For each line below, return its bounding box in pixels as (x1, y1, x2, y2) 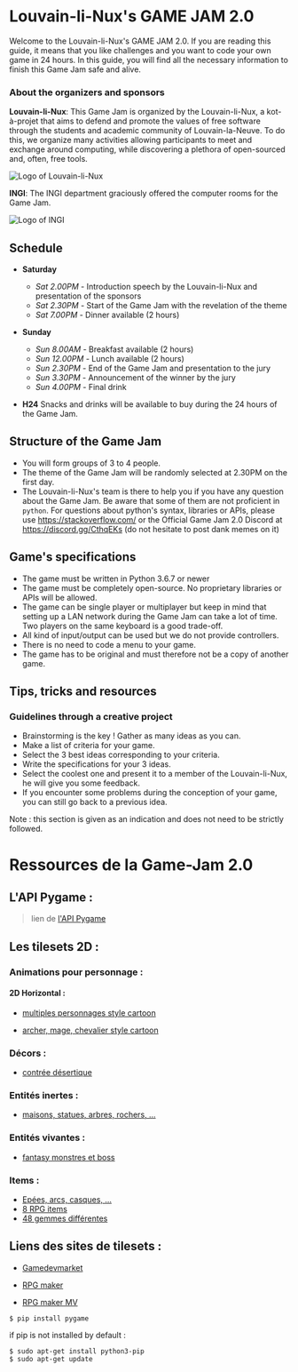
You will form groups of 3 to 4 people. (21, 458, 161, 468)
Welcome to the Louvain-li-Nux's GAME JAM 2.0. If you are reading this (9, 36, 271, 46)
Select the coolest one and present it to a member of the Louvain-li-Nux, (21, 769, 288, 779)
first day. (21, 476, 55, 487)
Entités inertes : (9, 1089, 79, 1102)
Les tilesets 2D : (9, 939, 99, 954)
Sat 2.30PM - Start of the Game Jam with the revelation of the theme (35, 300, 287, 311)
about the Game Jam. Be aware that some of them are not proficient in (21, 495, 280, 506)
